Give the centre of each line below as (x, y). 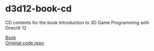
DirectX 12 (16, 27)
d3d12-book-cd (39, 9)
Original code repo (25, 42)
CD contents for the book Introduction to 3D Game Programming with (78, 22)
